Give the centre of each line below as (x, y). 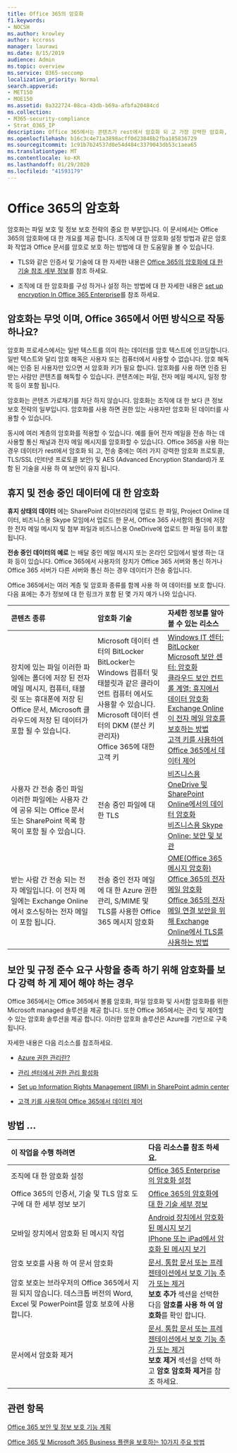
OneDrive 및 (188, 785)
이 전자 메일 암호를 (196, 719)
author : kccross (31, 40)
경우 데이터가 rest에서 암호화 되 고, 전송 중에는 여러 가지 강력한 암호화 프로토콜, (116, 451)
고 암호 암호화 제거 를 (180, 1370)
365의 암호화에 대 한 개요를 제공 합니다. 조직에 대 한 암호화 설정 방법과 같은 (110, 238)
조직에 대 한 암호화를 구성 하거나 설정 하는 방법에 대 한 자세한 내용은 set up (120, 286)
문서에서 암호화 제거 (42, 1355)
